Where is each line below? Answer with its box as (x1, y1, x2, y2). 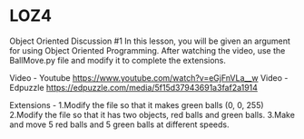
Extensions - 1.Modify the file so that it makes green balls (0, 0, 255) (9, 99, 265, 110)
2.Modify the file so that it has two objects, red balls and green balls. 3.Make (9, 109, 295, 120)
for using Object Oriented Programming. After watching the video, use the (9, 45, 286, 55)
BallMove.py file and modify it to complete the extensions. (9, 55, 227, 65)
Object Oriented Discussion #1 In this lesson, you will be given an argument (9, 35, 290, 46)
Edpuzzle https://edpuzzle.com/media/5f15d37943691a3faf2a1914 (9, 82, 259, 93)
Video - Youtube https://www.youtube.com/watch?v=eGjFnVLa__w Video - (9, 72, 289, 83)
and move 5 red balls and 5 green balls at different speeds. (9, 119, 230, 130)
